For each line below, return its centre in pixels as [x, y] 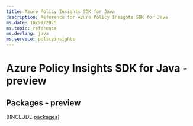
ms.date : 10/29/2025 [32, 22]
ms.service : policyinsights [41, 39]
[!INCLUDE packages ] [33, 117]
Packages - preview [44, 103]
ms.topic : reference [32, 28]
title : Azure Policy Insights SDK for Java [61, 12]
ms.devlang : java [28, 34]
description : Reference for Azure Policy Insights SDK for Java [87, 17]
